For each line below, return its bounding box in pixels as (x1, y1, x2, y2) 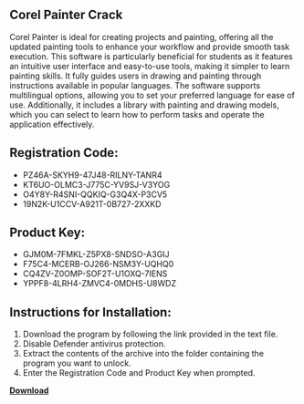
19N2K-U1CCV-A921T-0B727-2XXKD (22, 198, 162, 209)
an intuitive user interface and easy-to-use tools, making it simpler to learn (9, 60, 290, 71)
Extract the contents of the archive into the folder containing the (22, 348, 265, 359)
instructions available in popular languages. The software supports (9, 79, 261, 90)
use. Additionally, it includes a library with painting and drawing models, (9, 99, 280, 110)
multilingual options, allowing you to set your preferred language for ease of (9, 89, 295, 100)
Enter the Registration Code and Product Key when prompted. (22, 368, 256, 378)
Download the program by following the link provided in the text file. (22, 328, 278, 340)
